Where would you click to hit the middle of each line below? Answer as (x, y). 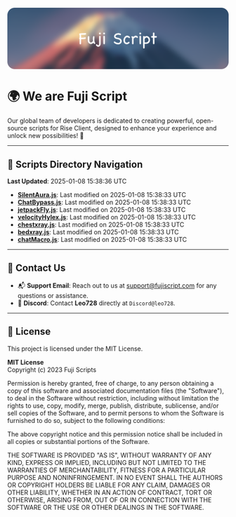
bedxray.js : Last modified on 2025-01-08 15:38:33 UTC (98, 232)
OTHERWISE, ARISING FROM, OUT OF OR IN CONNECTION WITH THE (110, 499)
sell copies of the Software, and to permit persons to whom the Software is (116, 413)
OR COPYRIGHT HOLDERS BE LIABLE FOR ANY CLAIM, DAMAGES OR (109, 485)
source (18, 128)
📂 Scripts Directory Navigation (75, 164)
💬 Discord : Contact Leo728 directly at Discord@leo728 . (96, 303)
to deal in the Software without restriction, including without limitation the (113, 398)
